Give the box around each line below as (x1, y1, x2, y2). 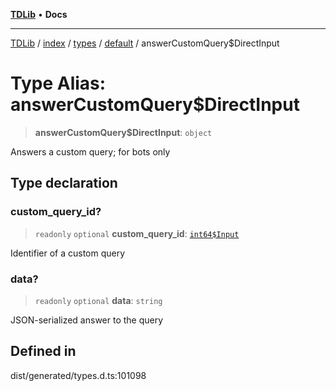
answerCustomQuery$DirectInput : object (34, 126, 213, 138)
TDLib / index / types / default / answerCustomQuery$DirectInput (10, 37, 280, 49)
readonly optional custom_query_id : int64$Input (34, 227, 240, 239)
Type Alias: (10, 72, 107, 95)
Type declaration (10, 175, 118, 192)
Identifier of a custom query (10, 247, 126, 259)
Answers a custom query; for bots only (10, 145, 171, 158)
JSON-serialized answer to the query (10, 314, 164, 326)
